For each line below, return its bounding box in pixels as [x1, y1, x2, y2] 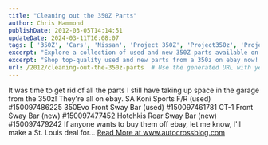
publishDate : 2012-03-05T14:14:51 [8, 26, 124, 34]
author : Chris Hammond [8, 19, 84, 27]
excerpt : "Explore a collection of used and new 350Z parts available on [8, 49, 259, 57]
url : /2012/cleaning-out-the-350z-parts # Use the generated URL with [8, 64, 251, 72]
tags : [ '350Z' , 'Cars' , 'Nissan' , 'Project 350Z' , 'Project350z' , [8, 41, 238, 49]
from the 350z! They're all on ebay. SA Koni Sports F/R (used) [8, 93, 211, 104]
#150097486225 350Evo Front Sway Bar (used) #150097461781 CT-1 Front [8, 102, 254, 112]
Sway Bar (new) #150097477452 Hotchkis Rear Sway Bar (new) [8, 111, 218, 120]
